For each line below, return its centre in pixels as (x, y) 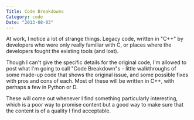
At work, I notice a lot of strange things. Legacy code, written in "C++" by (95, 39)
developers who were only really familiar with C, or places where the (89, 45)
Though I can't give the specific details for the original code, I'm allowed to (96, 62)
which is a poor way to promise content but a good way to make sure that (95, 105)
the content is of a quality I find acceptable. (59, 111)
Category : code (25, 17)
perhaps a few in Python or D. (42, 87)
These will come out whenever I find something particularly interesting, (92, 98)
